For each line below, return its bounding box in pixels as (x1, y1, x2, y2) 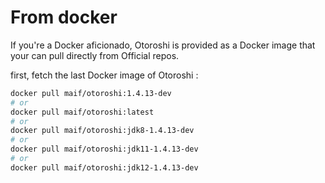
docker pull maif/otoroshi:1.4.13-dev (10, 88, 172, 98)
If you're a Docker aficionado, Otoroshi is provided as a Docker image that (10, 39, 316, 51)
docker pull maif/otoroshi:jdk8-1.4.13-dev (10, 126, 195, 136)
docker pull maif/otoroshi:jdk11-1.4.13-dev (10, 144, 199, 155)
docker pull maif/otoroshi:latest (10, 107, 155, 117)
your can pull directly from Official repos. (10, 49, 180, 61)
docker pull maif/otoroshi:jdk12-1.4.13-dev (10, 162, 199, 173)
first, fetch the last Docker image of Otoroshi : (10, 69, 199, 81)
